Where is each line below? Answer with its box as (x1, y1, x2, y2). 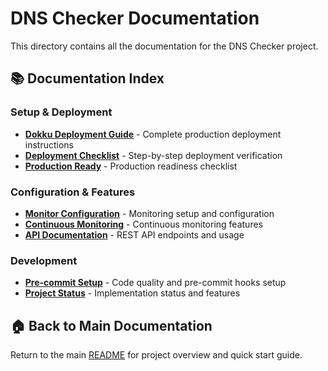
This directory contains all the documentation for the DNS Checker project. (10, 40, 319, 52)
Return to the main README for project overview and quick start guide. (10, 349, 303, 361)
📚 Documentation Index (10, 70, 165, 87)
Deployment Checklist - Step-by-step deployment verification (24, 149, 283, 161)
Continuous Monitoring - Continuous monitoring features (24, 218, 263, 230)
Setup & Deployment (10, 105, 113, 119)
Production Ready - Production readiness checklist (24, 160, 238, 172)
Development (10, 253, 78, 267)
